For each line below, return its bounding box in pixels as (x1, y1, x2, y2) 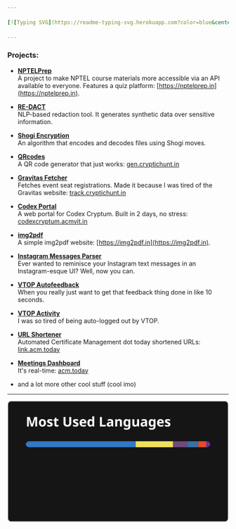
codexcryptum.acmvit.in (17, 217, 88, 225)
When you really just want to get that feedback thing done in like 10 (17, 287, 212, 296)
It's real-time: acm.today (17, 366, 89, 375)
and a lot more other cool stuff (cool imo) (17, 380, 137, 388)
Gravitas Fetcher (17, 173, 68, 182)
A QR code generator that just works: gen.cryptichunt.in (17, 159, 180, 168)
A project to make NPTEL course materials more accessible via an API (17, 74, 220, 82)
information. (17, 117, 53, 126)
